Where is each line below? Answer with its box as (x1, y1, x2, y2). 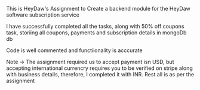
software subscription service (6, 11, 79, 18)
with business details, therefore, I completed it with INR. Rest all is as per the (6, 71, 195, 78)
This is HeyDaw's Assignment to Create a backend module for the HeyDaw (6, 5, 191, 12)
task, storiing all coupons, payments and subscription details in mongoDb (6, 29, 187, 36)
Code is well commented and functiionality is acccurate (6, 47, 143, 54)
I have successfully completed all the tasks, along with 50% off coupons (6, 23, 184, 30)
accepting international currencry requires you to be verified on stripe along (6, 65, 193, 72)
